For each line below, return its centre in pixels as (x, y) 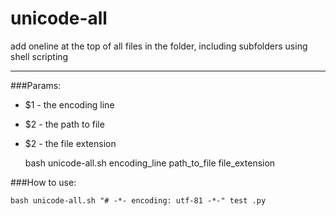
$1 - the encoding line (69, 104)
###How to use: (43, 182)
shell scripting (39, 56)
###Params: (36, 85)
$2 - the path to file (64, 124)
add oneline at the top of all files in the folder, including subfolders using (159, 46)
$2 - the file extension (70, 143)
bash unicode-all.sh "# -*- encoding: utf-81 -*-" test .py (138, 200)
